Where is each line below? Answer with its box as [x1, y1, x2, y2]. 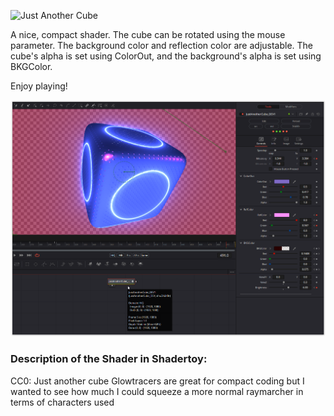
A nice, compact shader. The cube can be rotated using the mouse [10, 29, 286, 40]
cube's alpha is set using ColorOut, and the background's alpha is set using [10, 50, 322, 62]
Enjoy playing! [10, 80, 68, 92]
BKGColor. [10, 61, 53, 72]
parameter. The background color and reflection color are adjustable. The [10, 40, 314, 51]
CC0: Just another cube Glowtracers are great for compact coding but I [10, 375, 305, 387]
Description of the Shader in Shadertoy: [10, 352, 208, 366]
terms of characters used [10, 396, 115, 408]
